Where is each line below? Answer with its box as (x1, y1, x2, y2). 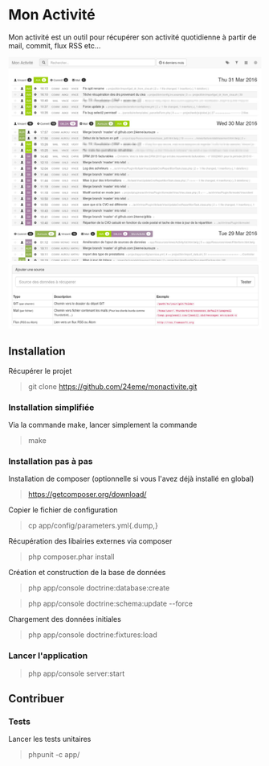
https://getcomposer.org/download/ (27, 490, 147, 499)
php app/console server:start (27, 669, 125, 678)
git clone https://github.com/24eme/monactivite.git (27, 381, 198, 391)
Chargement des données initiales (8, 615, 122, 624)
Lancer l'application (8, 650, 88, 661)
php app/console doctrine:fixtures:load (27, 630, 158, 640)
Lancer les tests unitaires (8, 735, 92, 744)
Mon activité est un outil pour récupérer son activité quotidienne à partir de (8, 32, 257, 42)
